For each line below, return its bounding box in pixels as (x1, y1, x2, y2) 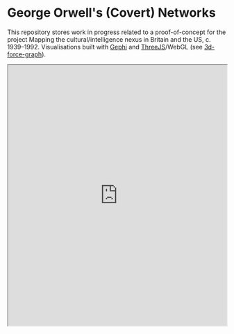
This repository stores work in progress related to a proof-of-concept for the (7, 28, 226, 36)
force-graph (7, 50, 42, 58)
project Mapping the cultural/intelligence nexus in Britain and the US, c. (7, 35, 211, 43)
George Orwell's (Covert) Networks (7, 5, 217, 21)
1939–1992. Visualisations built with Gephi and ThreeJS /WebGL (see (7, 42, 203, 51)
